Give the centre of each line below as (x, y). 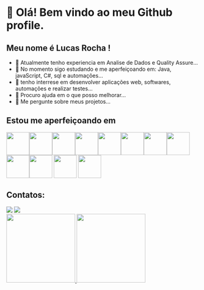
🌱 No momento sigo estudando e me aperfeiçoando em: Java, (93, 69)
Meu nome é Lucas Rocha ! (59, 48)
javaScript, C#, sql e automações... (59, 75)
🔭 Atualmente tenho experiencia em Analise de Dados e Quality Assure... (107, 63)
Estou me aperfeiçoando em (61, 121)
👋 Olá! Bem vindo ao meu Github (89, 13)
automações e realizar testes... (54, 89)
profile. (25, 25)
